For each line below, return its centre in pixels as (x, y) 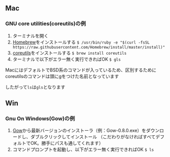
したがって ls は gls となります (35, 87)
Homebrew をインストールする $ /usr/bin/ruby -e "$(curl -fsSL (81, 42)
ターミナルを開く (30, 35)
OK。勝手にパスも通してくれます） (67, 143)
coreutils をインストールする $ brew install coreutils (70, 53)
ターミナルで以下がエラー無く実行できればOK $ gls (66, 59)
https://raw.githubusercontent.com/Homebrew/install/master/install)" (89, 47)
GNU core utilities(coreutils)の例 (46, 24)
